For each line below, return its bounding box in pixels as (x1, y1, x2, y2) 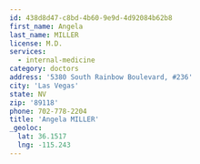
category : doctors (9, 65, 79, 74)
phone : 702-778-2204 (9, 107, 88, 116)
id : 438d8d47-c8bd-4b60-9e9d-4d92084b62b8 (9, 13, 173, 23)
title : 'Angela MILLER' (9, 115, 100, 124)
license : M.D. (9, 38, 64, 48)
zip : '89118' (9, 97, 59, 108)
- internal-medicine (17, 56, 95, 65)
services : (9, 47, 47, 56)
